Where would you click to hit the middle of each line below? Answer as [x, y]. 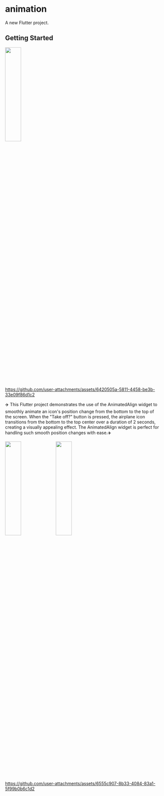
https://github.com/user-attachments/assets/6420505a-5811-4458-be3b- [80, 389]
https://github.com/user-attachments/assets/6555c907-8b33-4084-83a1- [80, 783]
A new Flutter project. [27, 23]
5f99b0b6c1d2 [20, 789]
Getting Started [29, 38]
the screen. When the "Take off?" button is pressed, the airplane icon [75, 416]
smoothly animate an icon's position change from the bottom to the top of [80, 412]
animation [26, 9]
